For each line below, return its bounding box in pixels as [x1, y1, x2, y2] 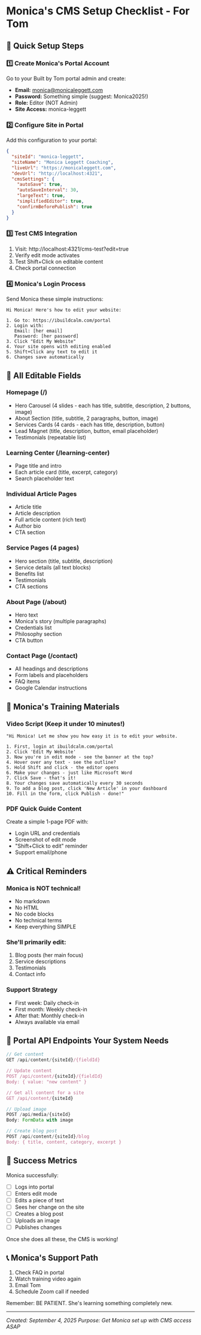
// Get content [6, 1051, 44, 1057]
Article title [14, 504, 42, 511]
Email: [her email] [14, 328, 63, 334]
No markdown [14, 897, 50, 904]
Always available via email [14, 1018, 80, 1025]
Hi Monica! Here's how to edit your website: [6, 307, 121, 313]
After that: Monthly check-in [14, 1012, 85, 1019]
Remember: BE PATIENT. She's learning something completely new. [6, 1299, 173, 1306]
